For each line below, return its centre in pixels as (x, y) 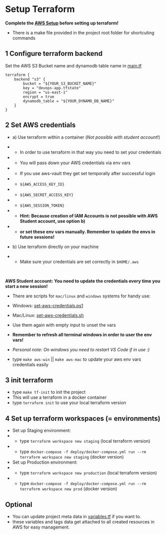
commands (24, 38)
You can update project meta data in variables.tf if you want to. (77, 517)
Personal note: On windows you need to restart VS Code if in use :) (81, 349)
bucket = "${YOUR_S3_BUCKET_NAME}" (60, 83)
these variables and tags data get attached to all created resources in (83, 522)
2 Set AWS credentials (41, 125)
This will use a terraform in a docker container (59, 397)
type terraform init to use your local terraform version (69, 403)
